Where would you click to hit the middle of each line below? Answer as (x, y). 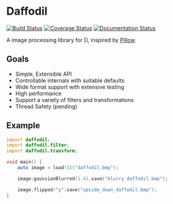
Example (23, 126)
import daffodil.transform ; (42, 151)
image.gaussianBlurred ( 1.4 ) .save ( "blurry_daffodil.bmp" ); (93, 178)
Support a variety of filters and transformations (75, 100)
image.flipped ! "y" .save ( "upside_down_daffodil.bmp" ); (87, 190)
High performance (38, 93)
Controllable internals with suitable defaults (70, 80)
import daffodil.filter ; (38, 145)
